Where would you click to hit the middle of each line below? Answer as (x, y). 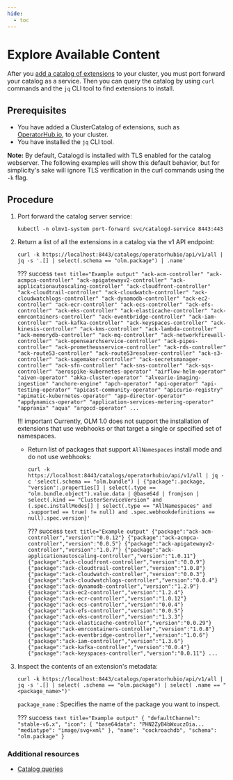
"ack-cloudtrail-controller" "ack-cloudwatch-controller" (103, 293)
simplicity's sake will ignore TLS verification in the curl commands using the (116, 170)
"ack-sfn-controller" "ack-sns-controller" (119, 366)
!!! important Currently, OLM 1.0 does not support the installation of (113, 421)
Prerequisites (37, 110)
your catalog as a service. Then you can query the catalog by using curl (111, 81)
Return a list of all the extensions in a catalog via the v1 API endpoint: (116, 242)
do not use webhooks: (59, 457)
